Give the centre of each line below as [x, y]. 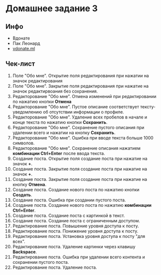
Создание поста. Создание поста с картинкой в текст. [69, 216]
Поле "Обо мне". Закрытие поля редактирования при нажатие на [80, 86]
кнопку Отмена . [29, 184]
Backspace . [25, 252]
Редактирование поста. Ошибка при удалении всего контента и [79, 257]
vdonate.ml [24, 49]
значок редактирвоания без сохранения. [55, 91]
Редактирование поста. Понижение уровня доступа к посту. [75, 231]
